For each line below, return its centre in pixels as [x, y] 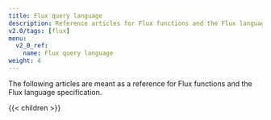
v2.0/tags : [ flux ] [39, 31]
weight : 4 [25, 61]
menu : [17, 38]
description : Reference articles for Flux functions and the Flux [122, 23]
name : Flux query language [68, 53]
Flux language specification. [55, 92]
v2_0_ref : [32, 46]
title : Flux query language [56, 16]
